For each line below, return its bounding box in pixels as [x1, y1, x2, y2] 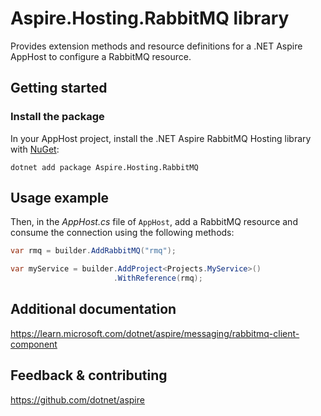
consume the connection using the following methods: [10, 227, 235, 239]
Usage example [10, 190, 110, 207]
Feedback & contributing [10, 367, 168, 384]
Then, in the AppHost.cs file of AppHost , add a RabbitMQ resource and [10, 216, 298, 228]
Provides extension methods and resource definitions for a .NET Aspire [10, 40, 303, 52]
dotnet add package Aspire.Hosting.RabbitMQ [10, 162, 199, 172]
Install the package [10, 110, 105, 124]
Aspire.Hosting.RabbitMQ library [10, 7, 290, 30]
